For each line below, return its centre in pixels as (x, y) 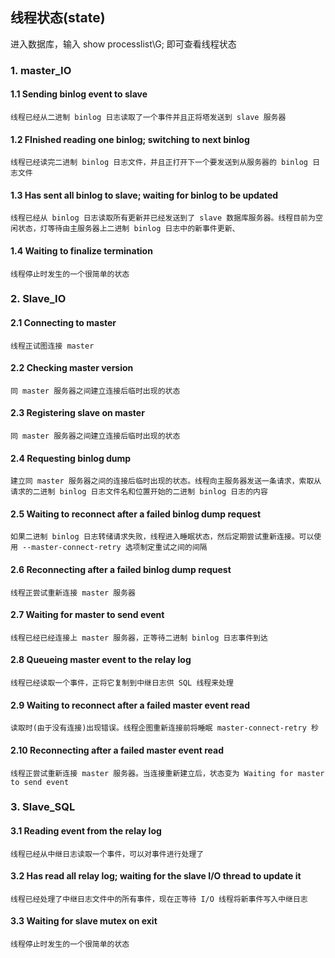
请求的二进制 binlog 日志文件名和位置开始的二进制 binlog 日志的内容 (139, 492)
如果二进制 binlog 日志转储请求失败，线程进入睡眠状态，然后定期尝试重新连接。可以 (162, 537)
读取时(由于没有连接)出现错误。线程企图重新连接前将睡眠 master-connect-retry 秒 (164, 728)
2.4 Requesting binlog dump (71, 458)
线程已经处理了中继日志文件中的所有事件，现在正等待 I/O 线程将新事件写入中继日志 (159, 899)
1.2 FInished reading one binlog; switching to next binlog (130, 139)
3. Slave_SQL (43, 807)
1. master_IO (41, 70)
